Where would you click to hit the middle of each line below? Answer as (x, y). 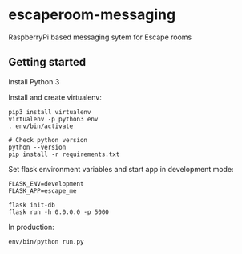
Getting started (47, 62)
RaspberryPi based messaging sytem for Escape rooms (100, 37)
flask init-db (32, 205)
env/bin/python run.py (46, 242)
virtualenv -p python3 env (53, 119)
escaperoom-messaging (92, 15)
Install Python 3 (34, 81)
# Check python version (48, 140)
